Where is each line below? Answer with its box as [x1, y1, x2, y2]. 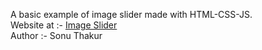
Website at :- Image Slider [10, 19, 118, 31]
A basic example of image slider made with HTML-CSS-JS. [10, 9, 253, 20]
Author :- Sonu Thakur [10, 30, 103, 41]
